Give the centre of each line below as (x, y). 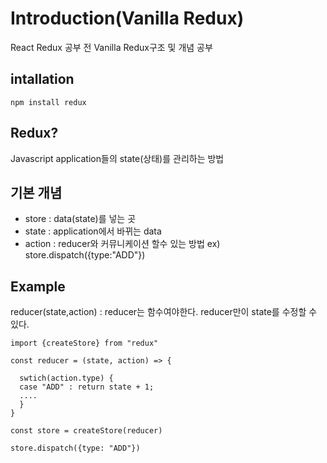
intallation (42, 79)
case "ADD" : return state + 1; (87, 387)
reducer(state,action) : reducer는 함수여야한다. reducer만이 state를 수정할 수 (164, 312)
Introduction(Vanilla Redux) (127, 18)
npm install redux (48, 102)
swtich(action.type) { (66, 378)
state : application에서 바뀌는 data (93, 231)
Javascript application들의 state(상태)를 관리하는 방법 (117, 158)
